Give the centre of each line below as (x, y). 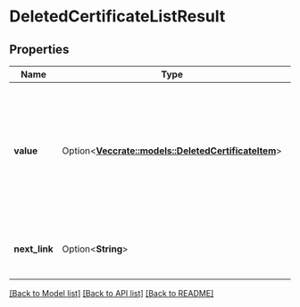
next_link (33, 249)
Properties (39, 50)
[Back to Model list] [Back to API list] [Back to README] (112, 293)
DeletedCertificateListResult (117, 17)
